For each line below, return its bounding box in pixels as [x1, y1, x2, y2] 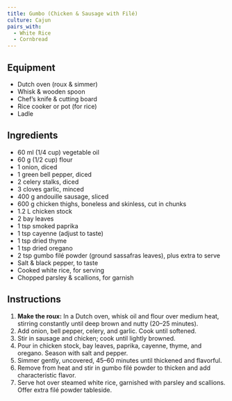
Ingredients [7, 130, 58, 142]
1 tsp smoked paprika [17, 221, 78, 230]
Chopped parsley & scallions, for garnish [17, 273, 134, 282]
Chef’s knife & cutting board [17, 94, 97, 103]
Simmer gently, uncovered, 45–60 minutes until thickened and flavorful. [17, 356, 222, 364]
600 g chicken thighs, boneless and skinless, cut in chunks [17, 199, 187, 208]
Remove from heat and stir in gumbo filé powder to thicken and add [17, 364, 210, 372]
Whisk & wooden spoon [17, 87, 85, 96]
